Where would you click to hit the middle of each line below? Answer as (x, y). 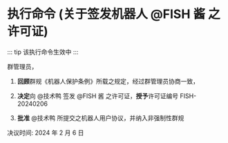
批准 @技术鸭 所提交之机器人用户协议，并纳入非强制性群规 (101, 117)
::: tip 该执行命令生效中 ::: (43, 52)
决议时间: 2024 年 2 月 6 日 (46, 133)
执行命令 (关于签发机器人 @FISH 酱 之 (114, 14)
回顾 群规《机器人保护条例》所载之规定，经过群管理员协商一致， (108, 81)
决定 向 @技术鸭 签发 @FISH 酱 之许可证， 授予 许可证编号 (97, 96)
